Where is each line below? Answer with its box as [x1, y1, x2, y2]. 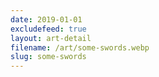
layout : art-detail [10, 33, 92, 43]
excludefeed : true [10, 24, 87, 34]
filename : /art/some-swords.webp [10, 42, 150, 53]
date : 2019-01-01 [10, 14, 83, 25]
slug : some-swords [10, 52, 87, 62]
